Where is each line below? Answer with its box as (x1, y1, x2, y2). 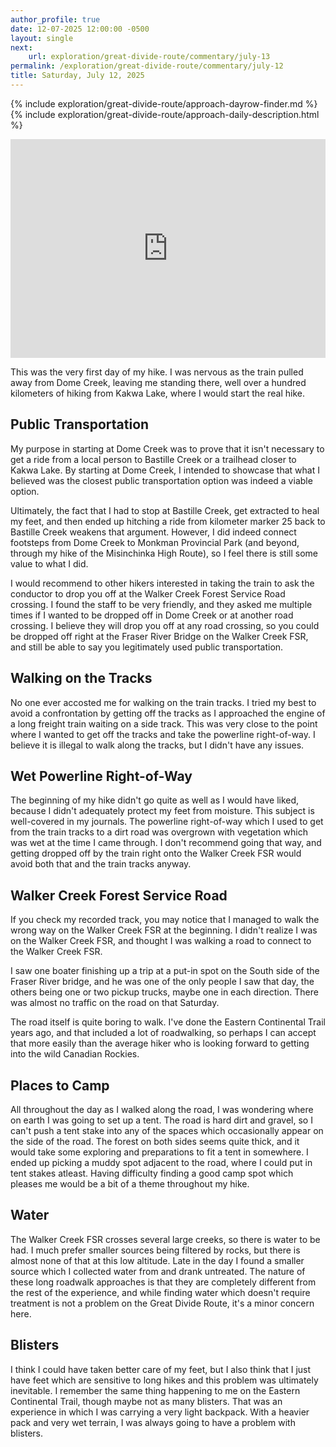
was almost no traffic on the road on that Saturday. (10, 997, 220, 1009)
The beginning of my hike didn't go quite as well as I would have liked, (10, 794, 300, 806)
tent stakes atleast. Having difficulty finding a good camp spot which (10, 1167, 294, 1179)
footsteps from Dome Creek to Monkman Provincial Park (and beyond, (10, 536, 300, 548)
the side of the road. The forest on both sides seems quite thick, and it (10, 1135, 300, 1147)
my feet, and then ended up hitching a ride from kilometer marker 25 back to (10, 515, 326, 527)
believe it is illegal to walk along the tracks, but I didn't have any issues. (10, 739, 305, 751)
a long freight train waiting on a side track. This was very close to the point (10, 717, 318, 730)
